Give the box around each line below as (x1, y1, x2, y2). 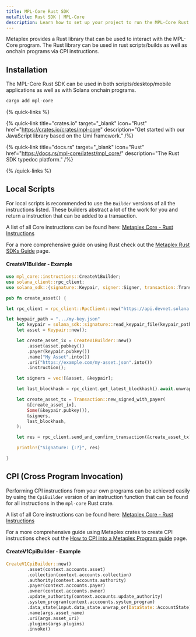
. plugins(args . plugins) (27, 621, 85, 626)
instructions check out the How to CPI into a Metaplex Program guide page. (6, 535, 188, 542)
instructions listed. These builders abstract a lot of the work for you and (6, 206, 178, 213)
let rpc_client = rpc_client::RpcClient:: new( (6, 305, 121, 312)
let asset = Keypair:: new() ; (16, 327, 87, 333)
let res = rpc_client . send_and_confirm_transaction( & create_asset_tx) (16, 434, 192, 440)
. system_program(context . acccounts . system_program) (27, 599, 156, 605)
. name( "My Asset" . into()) (27, 354, 90, 360)
